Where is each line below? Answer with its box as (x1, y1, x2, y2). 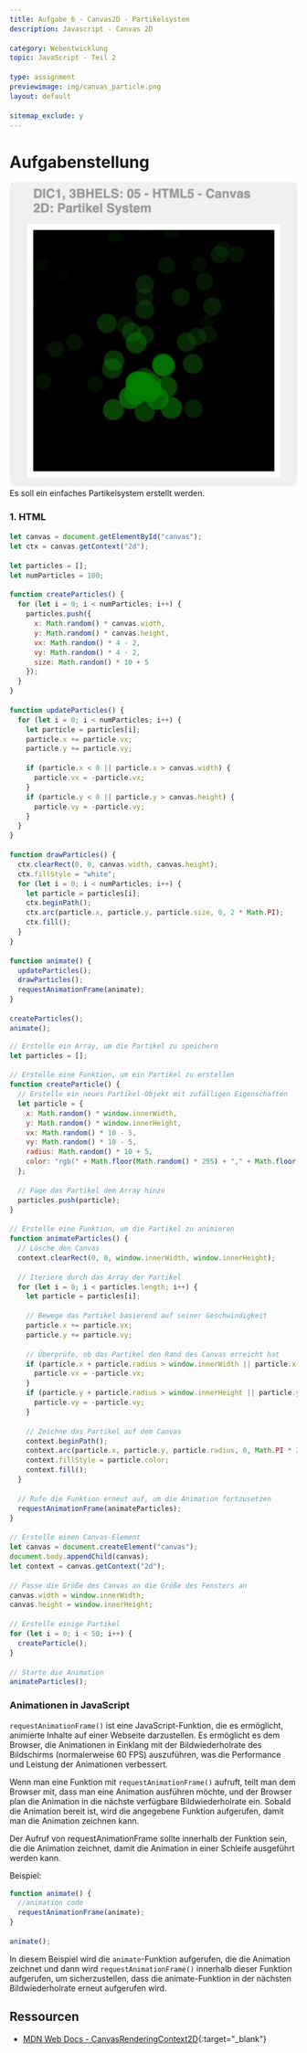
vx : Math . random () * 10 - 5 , (26, 1128, 137, 1138)
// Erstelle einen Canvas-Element (9, 1533, 142, 1542)
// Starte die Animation (9, 1667, 104, 1677)
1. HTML (9, 510, 47, 523)
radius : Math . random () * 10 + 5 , (26, 1148, 153, 1157)
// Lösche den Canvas (17, 1243, 101, 1253)
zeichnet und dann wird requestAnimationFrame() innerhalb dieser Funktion (9, 1963, 292, 1974)
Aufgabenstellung (9, 152, 150, 173)
